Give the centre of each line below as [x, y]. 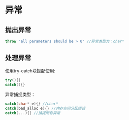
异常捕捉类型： [20, 94]
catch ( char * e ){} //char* [32, 104]
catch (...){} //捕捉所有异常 [33, 113]
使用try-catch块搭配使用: [30, 71]
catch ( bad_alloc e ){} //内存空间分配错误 [45, 109]
